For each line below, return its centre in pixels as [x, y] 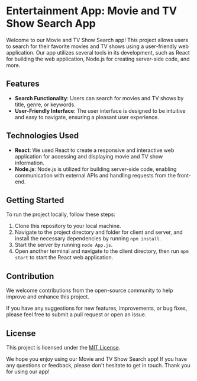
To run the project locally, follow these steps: [61, 214]
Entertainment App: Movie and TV [92, 11]
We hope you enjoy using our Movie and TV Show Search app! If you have [97, 359]
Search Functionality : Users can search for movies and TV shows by [99, 98]
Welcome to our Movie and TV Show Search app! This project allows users [97, 40]
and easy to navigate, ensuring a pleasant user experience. [87, 117]
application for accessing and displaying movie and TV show [89, 156]
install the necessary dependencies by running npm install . [88, 239]
